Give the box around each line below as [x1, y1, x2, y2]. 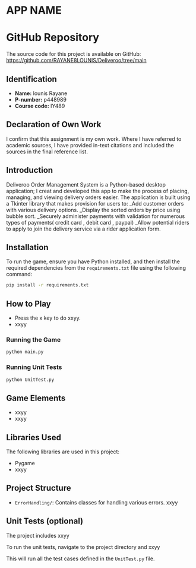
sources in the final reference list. [6, 148, 88, 155]
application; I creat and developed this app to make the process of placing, [6, 187, 189, 194]
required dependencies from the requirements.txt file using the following [6, 264, 186, 272]
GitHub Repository [6, 31, 100, 45]
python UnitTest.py [6, 377, 55, 383]
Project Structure [6, 483, 71, 493]
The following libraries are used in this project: [6, 448, 120, 455]
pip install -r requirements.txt [6, 282, 89, 288]
